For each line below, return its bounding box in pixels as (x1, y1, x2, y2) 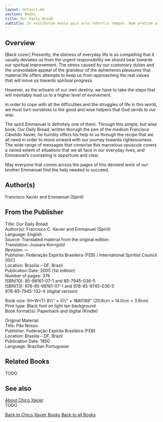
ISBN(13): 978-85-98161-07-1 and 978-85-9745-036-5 (5, 283, 114, 289)
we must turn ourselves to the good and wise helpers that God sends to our (5, 107, 156, 112)
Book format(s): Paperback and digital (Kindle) (5, 308, 98, 314)
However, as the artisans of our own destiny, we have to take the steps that (5, 87, 155, 93)
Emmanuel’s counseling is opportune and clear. (5, 152, 99, 158)
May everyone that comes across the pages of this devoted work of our (5, 162, 148, 168)
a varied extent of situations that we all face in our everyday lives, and (5, 147, 145, 153)
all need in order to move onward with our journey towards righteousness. (5, 137, 153, 143)
